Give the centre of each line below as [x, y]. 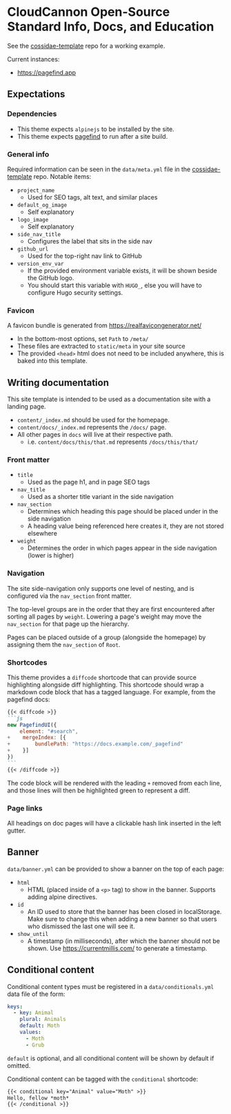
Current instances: [33, 59]
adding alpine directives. [62, 897]
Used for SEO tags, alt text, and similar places [92, 197]
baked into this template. [52, 361]
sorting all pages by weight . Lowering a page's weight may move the [104, 616]
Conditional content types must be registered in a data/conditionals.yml [111, 986]
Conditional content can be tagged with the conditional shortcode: [103, 1079]
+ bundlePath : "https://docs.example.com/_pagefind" [96, 744]
